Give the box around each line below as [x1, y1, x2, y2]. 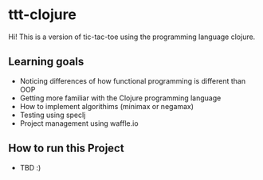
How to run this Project [8, 142, 125, 155]
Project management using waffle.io [19, 118, 139, 128]
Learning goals [8, 55, 84, 68]
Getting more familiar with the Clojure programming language [19, 93, 222, 103]
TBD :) [19, 162, 41, 172]
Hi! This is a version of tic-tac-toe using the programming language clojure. [8, 32, 256, 41]
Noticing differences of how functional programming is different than [19, 76, 245, 85]
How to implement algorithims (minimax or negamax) [19, 101, 194, 111]
